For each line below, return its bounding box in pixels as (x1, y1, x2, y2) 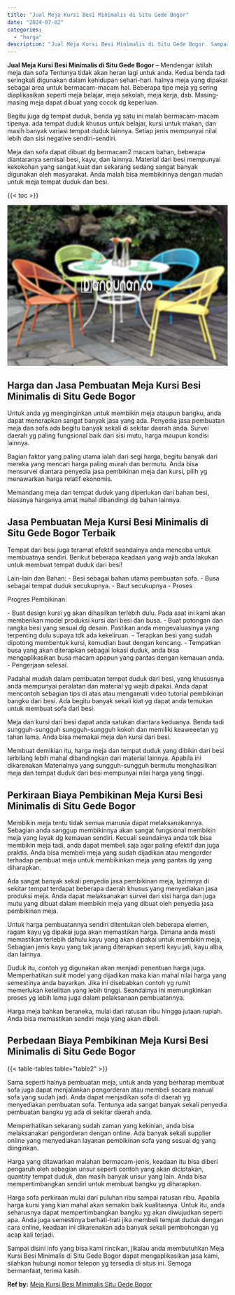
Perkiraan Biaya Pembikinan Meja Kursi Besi (7, 789, 203, 801)
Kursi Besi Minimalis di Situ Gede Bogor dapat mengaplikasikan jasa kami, (7, 1252, 220, 1260)
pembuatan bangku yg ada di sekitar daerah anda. (7, 1108, 152, 1116)
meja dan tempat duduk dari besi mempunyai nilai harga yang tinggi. (7, 768, 204, 778)
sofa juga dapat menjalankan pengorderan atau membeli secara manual (7, 1085, 214, 1094)
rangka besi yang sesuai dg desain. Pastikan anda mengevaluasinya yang (7, 624, 220, 632)
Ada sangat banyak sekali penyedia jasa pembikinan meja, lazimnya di (7, 877, 210, 886)
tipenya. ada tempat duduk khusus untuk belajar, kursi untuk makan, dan (7, 119, 217, 128)
